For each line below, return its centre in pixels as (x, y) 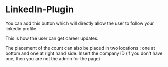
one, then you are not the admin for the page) (53, 58)
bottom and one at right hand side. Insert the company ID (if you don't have (84, 53)
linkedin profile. (21, 28)
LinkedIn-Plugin (40, 9)
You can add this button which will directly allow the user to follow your (80, 23)
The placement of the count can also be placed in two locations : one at (80, 48)
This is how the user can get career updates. (52, 38)
